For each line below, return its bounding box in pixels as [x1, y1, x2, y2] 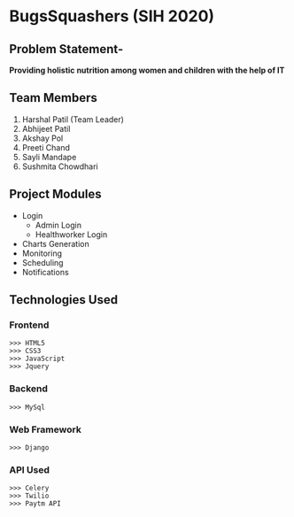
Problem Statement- [9, 42, 124, 57]
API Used [9, 463, 50, 475]
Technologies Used [9, 292, 118, 307]
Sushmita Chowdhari [21, 161, 99, 172]
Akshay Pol [21, 133, 64, 143]
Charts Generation [21, 238, 90, 249]
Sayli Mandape [21, 151, 77, 162]
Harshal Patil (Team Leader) [21, 113, 124, 125]
